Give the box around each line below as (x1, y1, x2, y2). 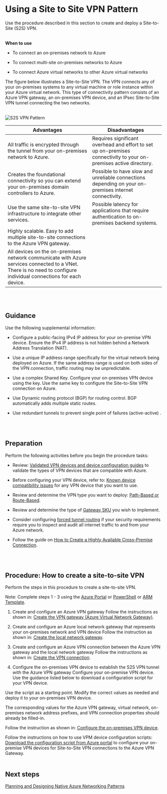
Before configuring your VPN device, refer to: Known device (12, 477, 136, 483)
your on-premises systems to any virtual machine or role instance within (5, 84, 153, 90)
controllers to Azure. (7, 189, 56, 196)
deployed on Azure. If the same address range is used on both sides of (12, 359, 158, 366)
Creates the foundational (7, 171, 66, 177)
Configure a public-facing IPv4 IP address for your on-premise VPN (12, 334, 151, 340)
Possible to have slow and (91, 168, 153, 175)
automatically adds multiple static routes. (12, 400, 97, 406)
